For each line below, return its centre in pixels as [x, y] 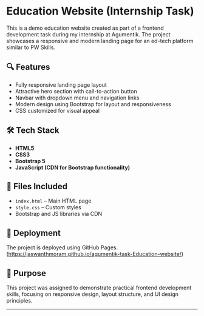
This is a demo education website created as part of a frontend [85, 28]
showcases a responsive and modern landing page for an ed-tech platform [100, 41]
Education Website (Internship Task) [100, 11]
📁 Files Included [37, 186]
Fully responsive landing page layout [61, 85]
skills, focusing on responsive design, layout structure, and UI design [93, 294]
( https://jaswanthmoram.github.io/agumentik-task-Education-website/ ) [95, 254]
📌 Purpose [26, 273]
